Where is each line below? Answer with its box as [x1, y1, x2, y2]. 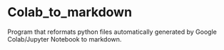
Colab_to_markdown [7, 4, 133, 20]
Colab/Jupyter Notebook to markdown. [7, 35, 122, 43]
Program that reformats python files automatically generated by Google [7, 27, 218, 36]
